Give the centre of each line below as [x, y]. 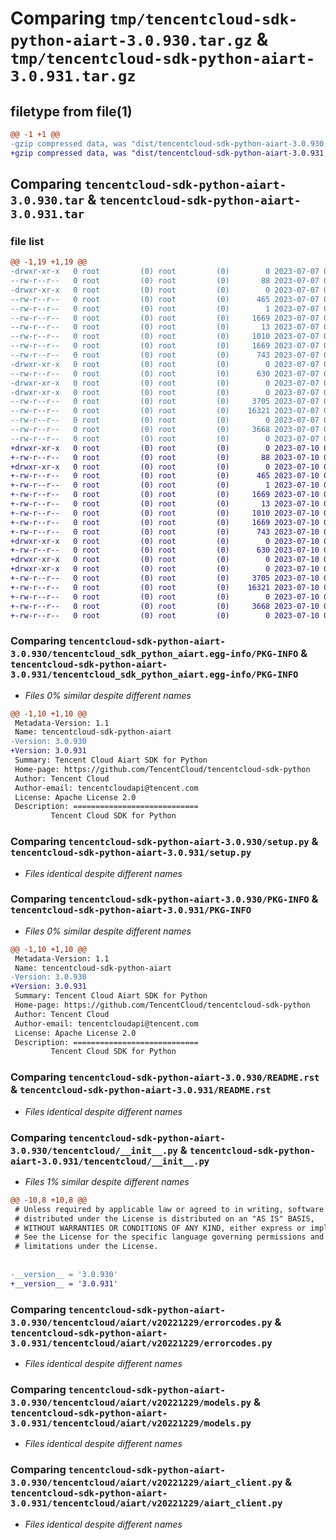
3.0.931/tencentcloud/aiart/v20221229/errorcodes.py [141, 1343]
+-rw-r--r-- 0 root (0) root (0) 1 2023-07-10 [165, 485]
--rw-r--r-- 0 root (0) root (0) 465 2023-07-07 [165, 299]
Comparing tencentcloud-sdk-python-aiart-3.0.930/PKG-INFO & [164, 899]
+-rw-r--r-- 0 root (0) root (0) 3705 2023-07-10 [165, 578]
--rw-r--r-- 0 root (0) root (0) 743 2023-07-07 [165, 355]
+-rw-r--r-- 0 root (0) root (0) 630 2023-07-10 [165, 550]
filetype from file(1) [71, 111]
